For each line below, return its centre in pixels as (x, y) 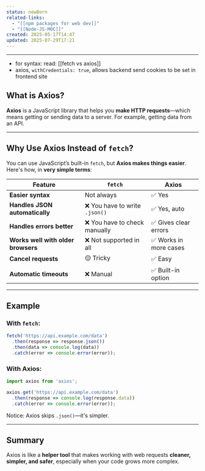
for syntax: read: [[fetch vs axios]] (58, 64)
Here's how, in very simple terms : (49, 169)
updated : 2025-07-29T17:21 (41, 40)
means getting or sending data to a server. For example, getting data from (99, 117)
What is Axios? (36, 96)
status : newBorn (27, 12)
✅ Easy (161, 259)
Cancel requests (34, 259)
